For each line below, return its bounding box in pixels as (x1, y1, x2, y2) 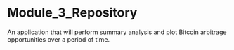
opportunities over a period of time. (7, 35, 110, 43)
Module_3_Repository (7, 5, 138, 21)
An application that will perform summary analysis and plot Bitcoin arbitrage (7, 28, 227, 36)
